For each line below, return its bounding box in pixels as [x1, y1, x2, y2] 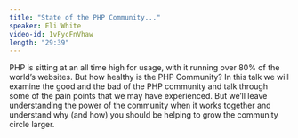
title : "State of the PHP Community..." [9, 12, 162, 22]
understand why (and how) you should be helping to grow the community [9, 110, 278, 120]
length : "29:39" [9, 37, 69, 47]
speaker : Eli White [9, 21, 82, 30]
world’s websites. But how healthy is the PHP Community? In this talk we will [9, 72, 289, 83]
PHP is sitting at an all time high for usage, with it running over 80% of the [9, 62, 280, 73]
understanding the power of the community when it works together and [9, 100, 271, 111]
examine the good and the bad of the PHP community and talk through [9, 81, 269, 92]
